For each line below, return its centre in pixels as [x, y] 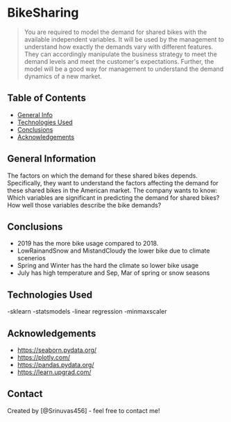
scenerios [32, 258]
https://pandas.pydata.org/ [55, 365]
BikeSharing [43, 13]
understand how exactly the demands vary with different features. [119, 47]
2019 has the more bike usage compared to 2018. [88, 244]
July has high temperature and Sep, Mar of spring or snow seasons [113, 273]
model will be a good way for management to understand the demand [124, 69]
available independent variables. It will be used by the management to [124, 39]
